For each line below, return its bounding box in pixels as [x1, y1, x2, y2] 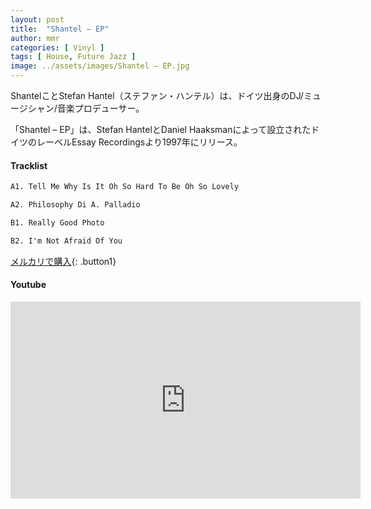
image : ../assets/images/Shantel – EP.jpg [10, 61, 190, 71]
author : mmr [10, 33, 60, 43]
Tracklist [10, 159, 48, 171]
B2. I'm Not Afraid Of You [10, 236, 123, 246]
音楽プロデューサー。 [56, 102, 145, 114]
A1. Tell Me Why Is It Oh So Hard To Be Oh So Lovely [10, 182, 240, 192]
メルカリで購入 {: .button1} [10, 255, 117, 267]
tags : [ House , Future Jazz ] [10, 52, 137, 62]
